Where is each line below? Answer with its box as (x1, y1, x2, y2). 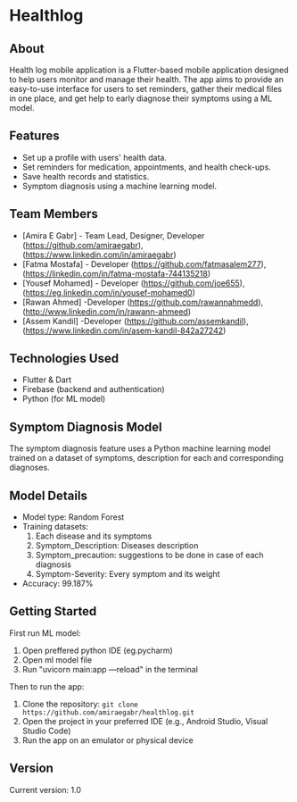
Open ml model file (21, 654, 92, 665)
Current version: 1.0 (9, 784, 82, 795)
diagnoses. (9, 462, 51, 473)
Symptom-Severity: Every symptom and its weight (35, 569, 220, 580)
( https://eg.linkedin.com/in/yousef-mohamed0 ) (21, 287, 196, 297)
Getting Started (9, 604, 97, 619)
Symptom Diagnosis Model (9, 419, 162, 434)
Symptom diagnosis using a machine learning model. (21, 180, 217, 191)
